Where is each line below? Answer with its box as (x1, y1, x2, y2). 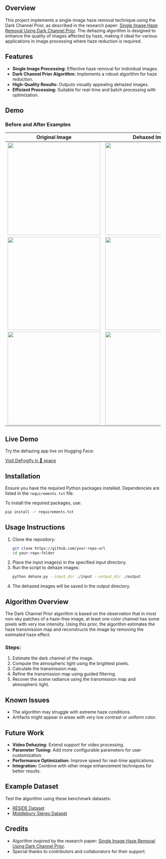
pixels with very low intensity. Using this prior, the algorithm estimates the (5, 621, 155, 627)
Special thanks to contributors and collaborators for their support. (12, 848, 146, 854)
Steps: (5, 644, 21, 651)
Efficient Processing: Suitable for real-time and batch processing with (12, 87, 156, 93)
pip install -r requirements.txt (5, 509, 74, 514)
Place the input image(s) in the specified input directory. (12, 559, 127, 566)
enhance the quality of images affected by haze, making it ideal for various (5, 33, 157, 39)
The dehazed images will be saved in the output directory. (12, 583, 131, 589)
